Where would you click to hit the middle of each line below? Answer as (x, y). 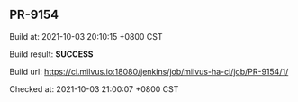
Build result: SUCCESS (51, 54)
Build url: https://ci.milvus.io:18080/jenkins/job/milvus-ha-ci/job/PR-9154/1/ (149, 71)
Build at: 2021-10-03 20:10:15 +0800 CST (86, 36)
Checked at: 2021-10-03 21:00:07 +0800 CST (94, 88)
